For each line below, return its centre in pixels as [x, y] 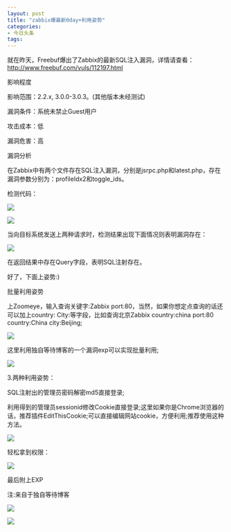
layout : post [26, 14]
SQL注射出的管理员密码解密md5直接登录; [66, 393]
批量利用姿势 [25, 292]
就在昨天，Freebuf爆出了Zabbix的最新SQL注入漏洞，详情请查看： [101, 60]
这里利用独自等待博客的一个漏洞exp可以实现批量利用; [83, 350]
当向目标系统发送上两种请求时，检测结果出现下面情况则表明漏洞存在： [107, 234]
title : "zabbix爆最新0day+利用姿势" [56, 20]
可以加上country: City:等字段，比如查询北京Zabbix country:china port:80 [111, 315]
